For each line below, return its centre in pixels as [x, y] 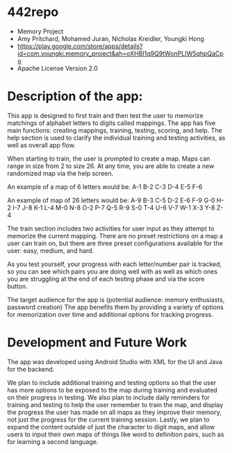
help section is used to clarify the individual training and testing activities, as [116, 138]
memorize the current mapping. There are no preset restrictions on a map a [115, 236]
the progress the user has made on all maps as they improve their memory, [115, 412]
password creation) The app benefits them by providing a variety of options [115, 307]
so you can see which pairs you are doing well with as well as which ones [112, 271]
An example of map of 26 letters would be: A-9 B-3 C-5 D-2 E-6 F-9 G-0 [111, 200]
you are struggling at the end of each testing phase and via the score [106, 279]
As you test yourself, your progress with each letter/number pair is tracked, [115, 264]
